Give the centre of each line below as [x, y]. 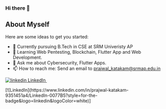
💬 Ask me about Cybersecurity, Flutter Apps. [60, 62]
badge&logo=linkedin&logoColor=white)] [48, 100]
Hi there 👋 [18, 8]
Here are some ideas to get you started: [47, 37]
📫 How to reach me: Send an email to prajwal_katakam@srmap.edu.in [87, 68]
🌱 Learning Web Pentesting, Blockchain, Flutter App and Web [77, 52]
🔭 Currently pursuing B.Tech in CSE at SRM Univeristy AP [73, 46]
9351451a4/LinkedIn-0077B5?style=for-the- [51, 95]
